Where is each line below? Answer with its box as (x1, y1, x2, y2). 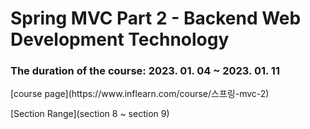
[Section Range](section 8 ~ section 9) (10, 108, 170, 120)
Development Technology (10, 28, 230, 51)
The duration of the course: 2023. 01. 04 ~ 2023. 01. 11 (10, 64, 280, 78)
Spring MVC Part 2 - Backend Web (10, 7, 302, 30)
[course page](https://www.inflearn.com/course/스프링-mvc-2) (10, 88, 270, 100)
